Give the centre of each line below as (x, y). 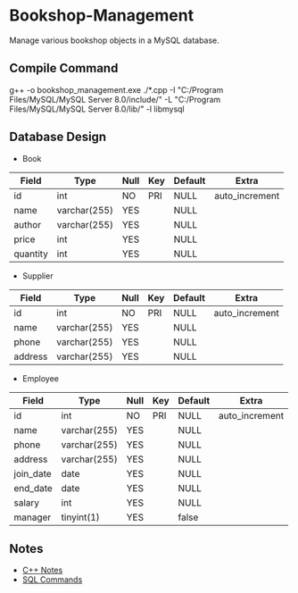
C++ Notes (42, 570)
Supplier (37, 276)
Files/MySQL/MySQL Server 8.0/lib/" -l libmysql (97, 109)
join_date (33, 473)
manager (33, 517)
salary (27, 503)
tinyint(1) (80, 517)
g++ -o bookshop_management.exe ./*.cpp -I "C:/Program (116, 89)
